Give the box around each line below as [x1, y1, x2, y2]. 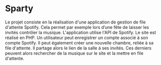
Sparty [5, 3, 34, 14]
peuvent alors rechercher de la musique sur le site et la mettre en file [5, 50, 144, 56]
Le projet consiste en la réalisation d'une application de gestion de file [5, 19, 146, 25]
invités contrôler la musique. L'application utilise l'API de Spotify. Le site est [5, 29, 156, 35]
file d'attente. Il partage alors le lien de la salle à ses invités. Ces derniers [5, 45, 152, 51]
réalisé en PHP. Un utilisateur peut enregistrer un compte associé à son [5, 35, 148, 41]
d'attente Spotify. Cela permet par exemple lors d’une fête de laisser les [5, 24, 149, 30]
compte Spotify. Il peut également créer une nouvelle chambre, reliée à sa [5, 40, 154, 45]
